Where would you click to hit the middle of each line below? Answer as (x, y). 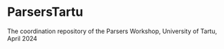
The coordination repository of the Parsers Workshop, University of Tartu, (112, 31)
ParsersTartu (45, 12)
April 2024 (22, 38)
